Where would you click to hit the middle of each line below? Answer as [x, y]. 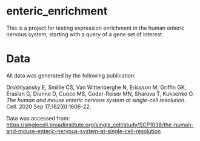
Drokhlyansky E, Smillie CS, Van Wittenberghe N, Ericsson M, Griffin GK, [96, 87]
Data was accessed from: [38, 118]
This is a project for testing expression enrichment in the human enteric [95, 28]
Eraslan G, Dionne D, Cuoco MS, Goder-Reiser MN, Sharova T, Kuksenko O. [100, 93]
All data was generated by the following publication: [71, 75]
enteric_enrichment [57, 11]
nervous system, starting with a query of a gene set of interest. [85, 34]
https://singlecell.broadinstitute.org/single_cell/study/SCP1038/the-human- [100, 125]
